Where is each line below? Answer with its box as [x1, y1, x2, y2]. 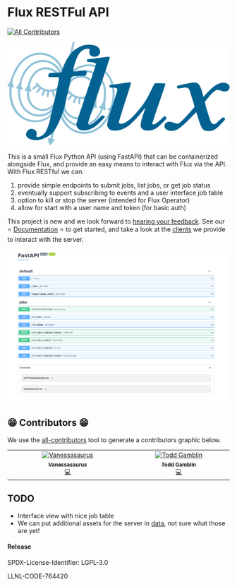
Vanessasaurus [48, 461, 87, 468]
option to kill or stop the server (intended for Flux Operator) [17, 196, 190, 205]
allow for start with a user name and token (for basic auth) [17, 204, 187, 212]
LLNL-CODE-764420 [7, 572, 68, 580]
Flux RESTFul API [7, 4, 109, 20]
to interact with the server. [7, 236, 84, 244]
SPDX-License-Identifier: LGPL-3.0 [7, 558, 109, 566]
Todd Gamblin [161, 461, 197, 468]
